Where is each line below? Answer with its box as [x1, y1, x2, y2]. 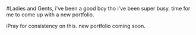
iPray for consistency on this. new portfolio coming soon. [6, 23, 146, 29]
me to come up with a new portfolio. [6, 11, 94, 18]
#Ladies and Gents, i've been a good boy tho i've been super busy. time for [6, 5, 191, 12]
